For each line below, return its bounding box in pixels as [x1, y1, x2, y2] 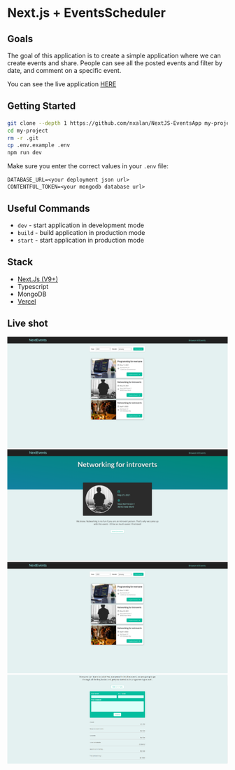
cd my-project [7, 127, 49, 134]
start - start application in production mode [17, 236, 145, 244]
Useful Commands [7, 202, 90, 215]
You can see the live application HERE [7, 80, 117, 88]
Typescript [17, 282, 49, 290]
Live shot [7, 318, 48, 330]
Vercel [17, 297, 36, 306]
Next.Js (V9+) [17, 275, 58, 283]
